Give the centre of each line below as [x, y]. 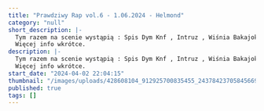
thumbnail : [26, 81]
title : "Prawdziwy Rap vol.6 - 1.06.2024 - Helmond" [96, 15]
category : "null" [37, 23]
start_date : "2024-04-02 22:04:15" [66, 73]
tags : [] [22, 95]
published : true [35, 88]
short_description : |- [45, 30]
